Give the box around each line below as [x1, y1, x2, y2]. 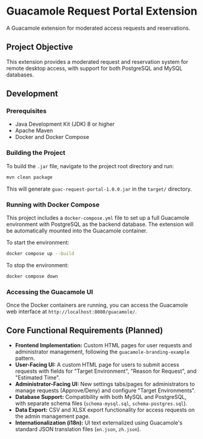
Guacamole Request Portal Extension [6, 4, 198, 18]
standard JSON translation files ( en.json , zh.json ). [15, 425, 141, 432]
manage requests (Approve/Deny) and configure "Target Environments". [15, 387, 196, 394]
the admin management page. [15, 412, 90, 420]
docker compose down [6, 273, 59, 279]
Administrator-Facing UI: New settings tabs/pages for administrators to [15, 380, 195, 387]
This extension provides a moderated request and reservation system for [6, 58, 188, 65]
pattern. [15, 354, 35, 362]
